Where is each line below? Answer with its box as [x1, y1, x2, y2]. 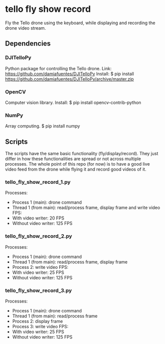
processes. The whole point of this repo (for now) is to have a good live [5, 161, 150, 167]
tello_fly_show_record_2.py [5, 233, 72, 240]
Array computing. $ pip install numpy [5, 123, 80, 129]
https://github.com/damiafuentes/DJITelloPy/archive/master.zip [5, 76, 134, 82]
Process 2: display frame [12, 318, 63, 324]
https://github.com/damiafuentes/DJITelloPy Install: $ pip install [5, 71, 134, 77]
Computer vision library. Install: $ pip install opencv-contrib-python [5, 99, 141, 105]
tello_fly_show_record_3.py [5, 287, 72, 294]
